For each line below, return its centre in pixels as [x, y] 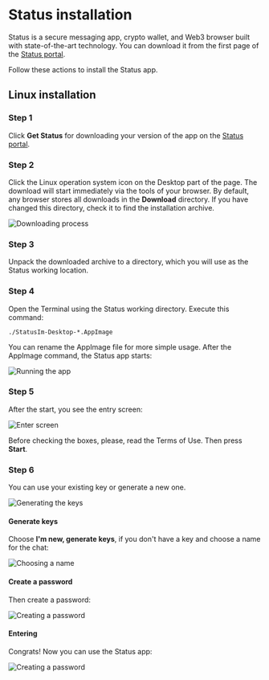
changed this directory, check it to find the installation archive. [112, 207]
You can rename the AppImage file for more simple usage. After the [120, 346]
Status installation [70, 15]
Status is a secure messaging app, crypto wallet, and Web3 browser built [129, 37]
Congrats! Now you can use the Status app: [80, 651]
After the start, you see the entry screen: [75, 409]
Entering [23, 633]
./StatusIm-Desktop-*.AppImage [61, 332]
